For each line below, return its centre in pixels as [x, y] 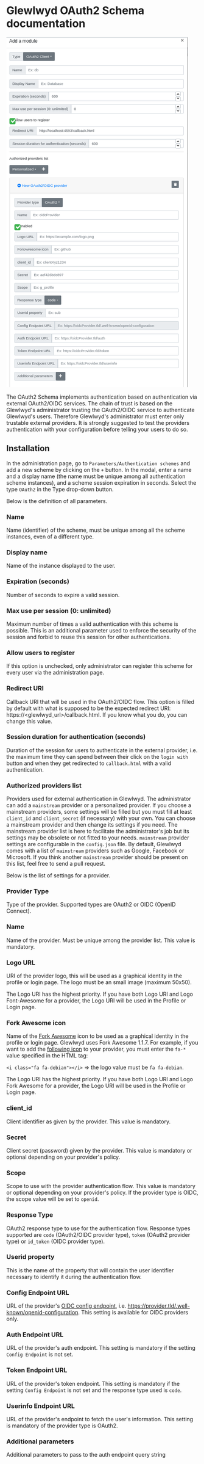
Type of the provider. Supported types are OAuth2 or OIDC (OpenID [91, 905]
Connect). [19, 911]
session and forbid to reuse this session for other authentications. [89, 637]
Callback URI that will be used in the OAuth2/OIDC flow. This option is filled [100, 701]
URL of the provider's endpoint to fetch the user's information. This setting [100, 1419]
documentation [46, 24]
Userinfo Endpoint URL [40, 1406]
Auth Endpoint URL [35, 1335]
